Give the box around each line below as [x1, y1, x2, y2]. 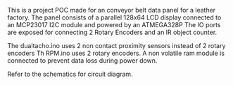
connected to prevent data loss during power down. [7, 56, 158, 65]
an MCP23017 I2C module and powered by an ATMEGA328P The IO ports [7, 21, 221, 29]
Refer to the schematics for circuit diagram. [7, 70, 133, 78]
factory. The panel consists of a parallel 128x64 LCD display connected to [7, 13, 222, 22]
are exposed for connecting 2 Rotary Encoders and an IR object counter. [7, 28, 218, 36]
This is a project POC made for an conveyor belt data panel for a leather [7, 6, 216, 14]
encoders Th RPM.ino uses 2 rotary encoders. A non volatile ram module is [7, 49, 225, 57]
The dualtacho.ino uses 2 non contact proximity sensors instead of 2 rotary [7, 42, 226, 49]
